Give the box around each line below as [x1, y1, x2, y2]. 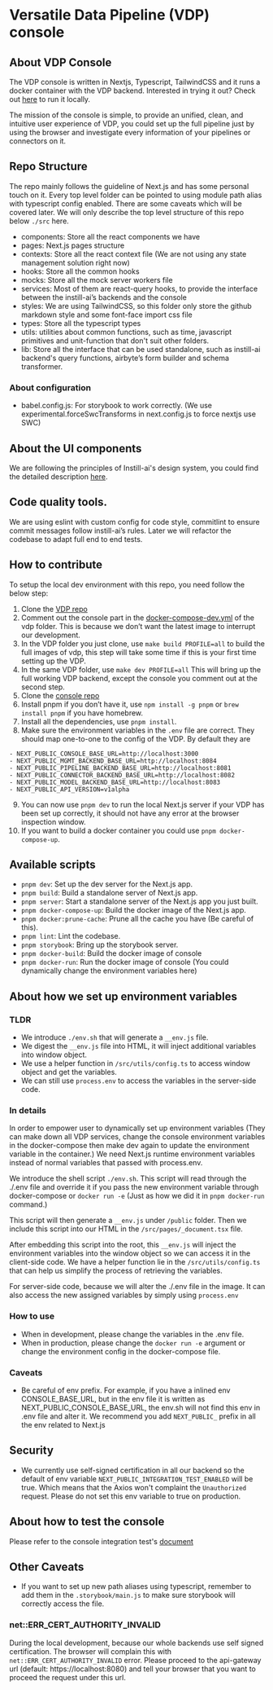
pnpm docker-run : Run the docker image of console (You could [20, 957, 229, 967]
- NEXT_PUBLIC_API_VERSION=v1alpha [9, 785, 130, 794]
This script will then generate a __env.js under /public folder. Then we [9, 1216, 247, 1226]
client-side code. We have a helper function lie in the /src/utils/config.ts [9, 1257, 261, 1267]
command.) [9, 1199, 48, 1209]
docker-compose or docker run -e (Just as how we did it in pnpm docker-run [9, 1191, 265, 1201]
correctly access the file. [20, 1599, 105, 1609]
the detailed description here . [9, 471, 108, 482]
